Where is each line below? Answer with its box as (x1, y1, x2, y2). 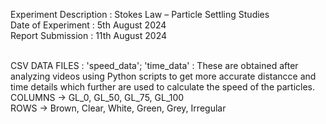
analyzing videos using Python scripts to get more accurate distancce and (10, 70, 317, 82)
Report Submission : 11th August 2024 (10, 30, 168, 41)
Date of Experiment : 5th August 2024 (10, 19, 167, 31)
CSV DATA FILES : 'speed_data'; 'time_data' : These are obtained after (10, 60, 299, 71)
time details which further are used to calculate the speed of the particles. (10, 81, 316, 93)
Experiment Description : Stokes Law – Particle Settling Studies (10, 9, 270, 20)
